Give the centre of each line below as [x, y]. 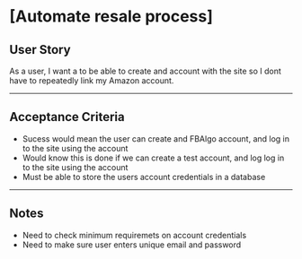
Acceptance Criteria [67, 117]
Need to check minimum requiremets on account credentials [134, 235]
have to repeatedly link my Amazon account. [92, 81]
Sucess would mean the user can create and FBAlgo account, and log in [156, 138]
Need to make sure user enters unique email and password [132, 245]
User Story [40, 50]
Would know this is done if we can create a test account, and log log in [153, 158]
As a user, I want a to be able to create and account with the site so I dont [145, 71]
